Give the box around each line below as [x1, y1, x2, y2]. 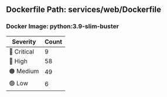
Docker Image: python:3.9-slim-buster [6, 22, 119, 31]
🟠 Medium [9, 67, 39, 75]
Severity [11, 38, 36, 46]
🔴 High [9, 57, 28, 65]
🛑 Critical [9, 47, 34, 55]
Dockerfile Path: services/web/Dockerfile [6, 5, 161, 15]
